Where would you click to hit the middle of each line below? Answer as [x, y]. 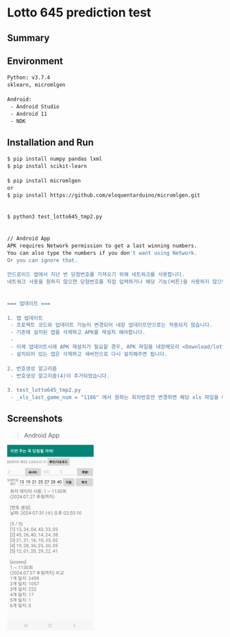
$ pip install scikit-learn [47, 166]
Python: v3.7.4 [29, 78]
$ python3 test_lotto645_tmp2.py [55, 217]
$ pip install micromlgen [44, 180]
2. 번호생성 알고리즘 [32, 369]
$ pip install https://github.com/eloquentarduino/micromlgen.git [104, 195]
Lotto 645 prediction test [79, 13]
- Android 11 [29, 114]
